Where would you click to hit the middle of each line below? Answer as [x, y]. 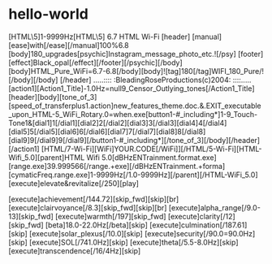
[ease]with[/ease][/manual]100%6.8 [69, 45]
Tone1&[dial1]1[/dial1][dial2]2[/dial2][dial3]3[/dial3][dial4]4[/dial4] [118, 123]
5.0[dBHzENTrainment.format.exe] [159, 157]
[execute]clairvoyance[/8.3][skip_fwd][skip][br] [88, 207]
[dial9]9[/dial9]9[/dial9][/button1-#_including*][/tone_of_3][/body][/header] [134, 140]
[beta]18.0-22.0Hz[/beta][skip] [97, 225]
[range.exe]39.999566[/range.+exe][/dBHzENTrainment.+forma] [117, 166]
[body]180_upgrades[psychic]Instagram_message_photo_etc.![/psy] [123, 54]
